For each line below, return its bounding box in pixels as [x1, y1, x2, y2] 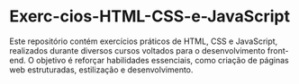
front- [267, 45, 289, 55]
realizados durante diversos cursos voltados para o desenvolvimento [9, 45, 266, 55]
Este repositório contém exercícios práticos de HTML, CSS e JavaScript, [9, 36, 278, 46]
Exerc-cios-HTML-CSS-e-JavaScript [9, 6, 291, 27]
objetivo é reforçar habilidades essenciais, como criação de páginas [35, 55, 290, 65]
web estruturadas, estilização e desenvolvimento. [9, 64, 194, 75]
